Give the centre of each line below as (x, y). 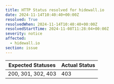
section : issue (22, 48)
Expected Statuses (32, 65)
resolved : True (22, 19)
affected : (16, 39)
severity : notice (24, 34)
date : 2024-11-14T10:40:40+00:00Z (42, 15)
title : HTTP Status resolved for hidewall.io (55, 10)
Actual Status (78, 65)
